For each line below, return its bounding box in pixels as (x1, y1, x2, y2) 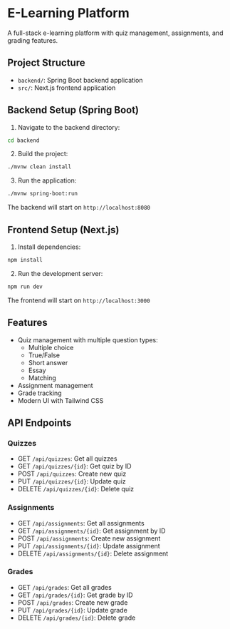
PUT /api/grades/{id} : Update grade (17, 605, 128, 614)
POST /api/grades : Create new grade (17, 598, 128, 607)
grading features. (7, 36, 58, 44)
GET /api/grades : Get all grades (17, 583, 112, 591)
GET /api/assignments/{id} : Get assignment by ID (17, 526, 166, 535)
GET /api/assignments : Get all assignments (17, 518, 145, 527)
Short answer (28, 358, 68, 367)
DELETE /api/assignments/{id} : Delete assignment (17, 549, 169, 558)
